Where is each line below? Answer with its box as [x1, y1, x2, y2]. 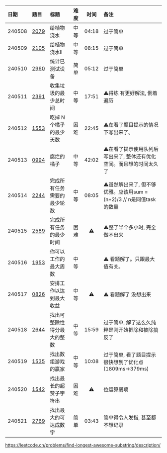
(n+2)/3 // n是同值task [103, 196, 156, 203]
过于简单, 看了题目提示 [103, 352, 157, 358]
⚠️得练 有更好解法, [103, 90, 147, 96]
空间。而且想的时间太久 [103, 161, 159, 167]
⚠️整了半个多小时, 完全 [103, 224, 157, 231]
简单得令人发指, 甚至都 [103, 414, 157, 421]
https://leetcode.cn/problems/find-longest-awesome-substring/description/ [5, 442, 161, 448]
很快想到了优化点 [103, 359, 144, 365]
